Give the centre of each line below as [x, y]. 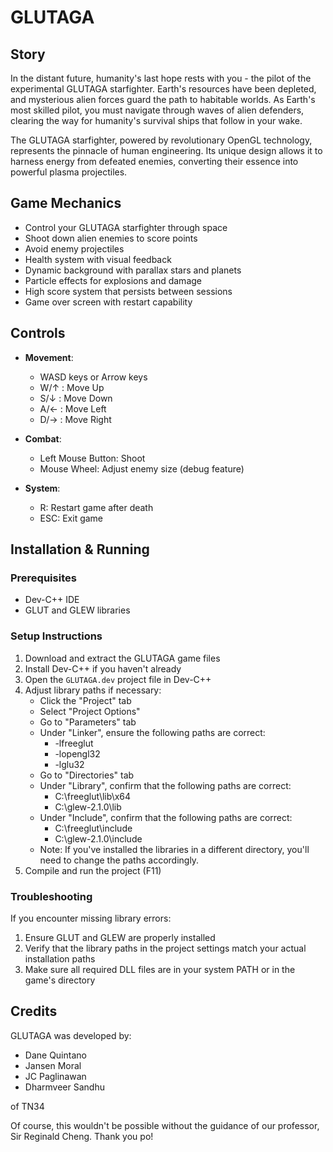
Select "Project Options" [90, 711]
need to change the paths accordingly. [119, 860]
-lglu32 [69, 764]
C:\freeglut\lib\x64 [93, 796]
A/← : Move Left [73, 408]
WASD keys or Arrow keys [93, 377]
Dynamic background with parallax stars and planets [133, 270]
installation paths [60, 958]
